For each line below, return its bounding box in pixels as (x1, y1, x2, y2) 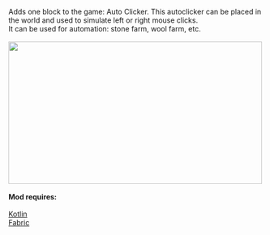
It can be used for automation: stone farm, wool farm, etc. (8, 24, 201, 33)
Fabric (8, 218, 30, 227)
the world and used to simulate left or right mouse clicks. (8, 15, 199, 25)
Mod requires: (8, 192, 58, 201)
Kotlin (8, 209, 28, 219)
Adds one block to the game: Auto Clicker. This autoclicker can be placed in (8, 7, 262, 16)
